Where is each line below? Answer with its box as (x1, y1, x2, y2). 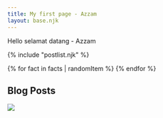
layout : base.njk (7, 17, 59, 24)
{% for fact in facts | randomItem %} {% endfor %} (7, 64, 157, 73)
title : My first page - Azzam (7, 10, 98, 18)
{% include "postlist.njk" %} (7, 50, 90, 59)
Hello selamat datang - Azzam (7, 36, 96, 45)
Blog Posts (7, 85, 56, 97)
